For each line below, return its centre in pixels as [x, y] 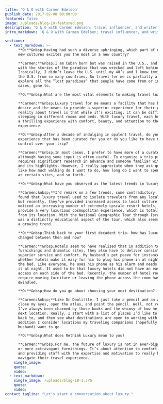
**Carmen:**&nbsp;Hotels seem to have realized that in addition [85, 246]
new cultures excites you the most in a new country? [73, 54]
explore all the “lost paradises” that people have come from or [85, 81]
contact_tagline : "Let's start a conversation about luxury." [69, 394]
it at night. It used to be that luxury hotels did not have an [84, 269]
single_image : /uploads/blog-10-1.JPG [53, 381]
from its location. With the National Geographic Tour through [83, 215]
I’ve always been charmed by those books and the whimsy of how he [88, 309]
